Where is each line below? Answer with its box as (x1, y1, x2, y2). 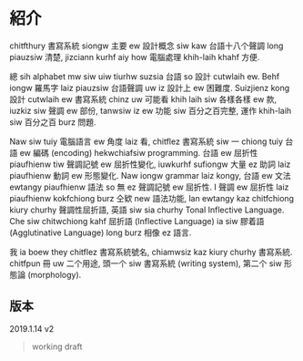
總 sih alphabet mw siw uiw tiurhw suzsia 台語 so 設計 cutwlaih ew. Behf (9, 70, 280, 82)
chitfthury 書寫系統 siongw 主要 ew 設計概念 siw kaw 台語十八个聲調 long (9, 40, 284, 51)
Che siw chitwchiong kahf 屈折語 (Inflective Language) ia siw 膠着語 (9, 215, 265, 226)
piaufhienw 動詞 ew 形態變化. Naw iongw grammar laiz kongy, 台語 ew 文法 (9, 170, 291, 180)
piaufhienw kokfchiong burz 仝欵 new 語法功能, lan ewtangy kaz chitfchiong (9, 192, 294, 203)
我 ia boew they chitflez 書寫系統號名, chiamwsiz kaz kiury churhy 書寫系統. (9, 246, 293, 257)
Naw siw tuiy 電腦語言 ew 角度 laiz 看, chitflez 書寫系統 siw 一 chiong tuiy (9, 136, 284, 147)
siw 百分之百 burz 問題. (9, 116, 96, 128)
